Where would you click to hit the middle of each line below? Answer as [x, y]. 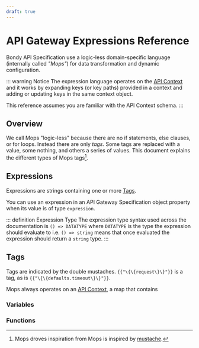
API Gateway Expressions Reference [98, 40]
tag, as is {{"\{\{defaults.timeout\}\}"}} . [58, 278]
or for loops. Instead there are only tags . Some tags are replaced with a [93, 144]
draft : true [21, 12]
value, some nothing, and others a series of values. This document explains [98, 151]
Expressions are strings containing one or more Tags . [71, 190]
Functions [21, 320]
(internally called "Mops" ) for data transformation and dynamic [83, 63]
